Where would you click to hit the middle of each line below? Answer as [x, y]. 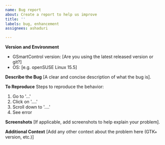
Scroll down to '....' [31, 107]
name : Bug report [23, 10]
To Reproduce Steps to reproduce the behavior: [54, 87]
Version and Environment [32, 47]
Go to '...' [21, 96]
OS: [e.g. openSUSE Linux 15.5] [45, 67]
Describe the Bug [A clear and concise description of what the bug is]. [78, 77]
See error [22, 112]
